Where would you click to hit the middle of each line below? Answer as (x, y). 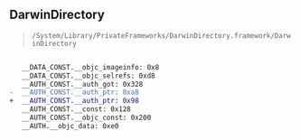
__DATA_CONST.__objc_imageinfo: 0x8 (90, 67)
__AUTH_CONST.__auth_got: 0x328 (82, 84)
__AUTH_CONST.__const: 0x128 (76, 109)
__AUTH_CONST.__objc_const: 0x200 (86, 118)
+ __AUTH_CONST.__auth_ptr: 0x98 (75, 101)
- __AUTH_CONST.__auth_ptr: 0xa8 (75, 93)
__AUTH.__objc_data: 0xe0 (70, 126)
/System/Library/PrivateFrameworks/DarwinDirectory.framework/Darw (161, 35)
